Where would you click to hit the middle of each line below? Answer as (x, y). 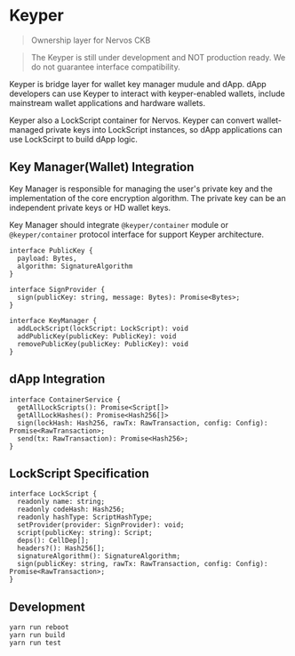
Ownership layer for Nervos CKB (91, 40)
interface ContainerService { (65, 400)
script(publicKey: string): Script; (85, 533)
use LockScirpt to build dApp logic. (73, 139)
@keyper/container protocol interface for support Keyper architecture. (137, 234)
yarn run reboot (39, 628)
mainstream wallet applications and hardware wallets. (108, 102)
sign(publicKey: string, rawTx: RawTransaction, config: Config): (143, 564)
